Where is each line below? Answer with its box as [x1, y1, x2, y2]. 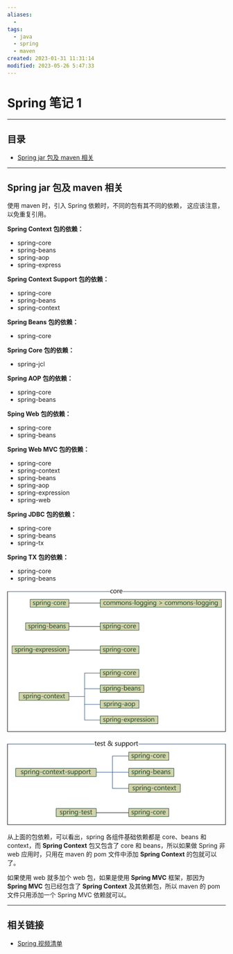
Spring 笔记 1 [7, 95, 82, 111]
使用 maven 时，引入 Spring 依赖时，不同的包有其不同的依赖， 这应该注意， [7, 202, 224, 210]
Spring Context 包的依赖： [7, 225, 84, 233]
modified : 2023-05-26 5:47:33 [7, 62, 95, 69]
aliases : [7, 11, 33, 18]
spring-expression [17, 488, 70, 497]
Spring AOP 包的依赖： [7, 374, 74, 382]
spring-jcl [17, 360, 45, 369]
